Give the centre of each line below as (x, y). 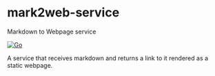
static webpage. (30, 65)
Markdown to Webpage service (52, 31)
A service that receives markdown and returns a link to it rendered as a (108, 58)
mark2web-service (63, 13)
